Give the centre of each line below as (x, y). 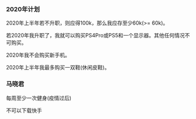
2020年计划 (23, 9)
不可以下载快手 (24, 110)
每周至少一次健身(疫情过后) (39, 98)
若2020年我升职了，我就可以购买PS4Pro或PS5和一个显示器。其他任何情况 (96, 36)
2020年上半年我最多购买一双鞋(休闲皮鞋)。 (58, 68)
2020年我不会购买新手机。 (38, 55)
